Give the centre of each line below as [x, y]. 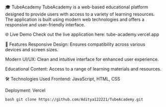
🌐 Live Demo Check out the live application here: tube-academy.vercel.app [82, 34]
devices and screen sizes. [32, 50]
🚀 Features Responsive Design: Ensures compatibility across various [75, 44]
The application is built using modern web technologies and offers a [75, 19]
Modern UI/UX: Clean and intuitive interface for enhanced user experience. [82, 59]
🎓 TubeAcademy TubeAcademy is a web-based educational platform [77, 7]
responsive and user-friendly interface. [45, 25]
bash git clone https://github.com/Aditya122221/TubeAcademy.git [74, 100]
